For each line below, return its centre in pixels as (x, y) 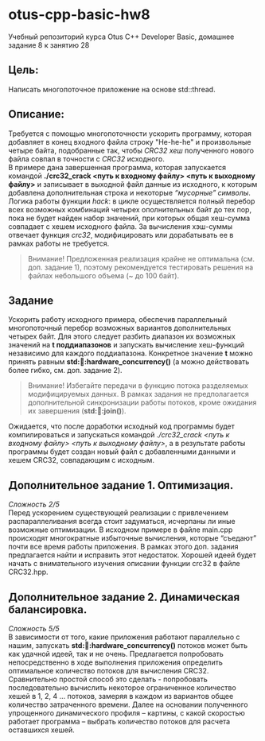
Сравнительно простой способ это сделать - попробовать (108, 679)
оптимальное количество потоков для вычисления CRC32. (109, 671)
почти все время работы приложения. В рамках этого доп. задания (123, 547)
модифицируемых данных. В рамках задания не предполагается (138, 394)
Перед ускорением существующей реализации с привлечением (119, 513)
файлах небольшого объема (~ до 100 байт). (103, 275)
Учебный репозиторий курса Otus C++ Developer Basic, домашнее (121, 37)
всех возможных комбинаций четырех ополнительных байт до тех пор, (130, 209)
